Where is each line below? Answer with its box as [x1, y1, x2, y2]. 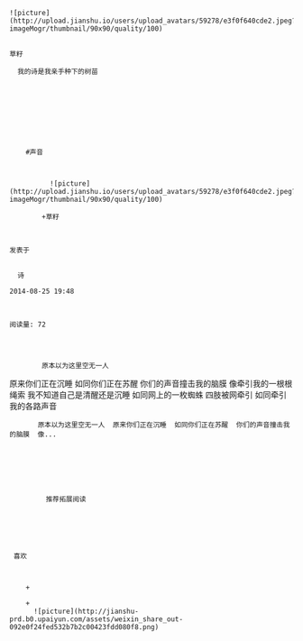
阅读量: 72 [9, 320, 47, 329]
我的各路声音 [9, 401, 57, 411]
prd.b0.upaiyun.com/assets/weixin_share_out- [9, 615, 183, 624]
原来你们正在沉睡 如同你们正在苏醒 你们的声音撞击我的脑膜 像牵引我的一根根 [9, 379, 293, 389]
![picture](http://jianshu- [32, 607, 140, 616]
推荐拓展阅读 [45, 495, 87, 504]
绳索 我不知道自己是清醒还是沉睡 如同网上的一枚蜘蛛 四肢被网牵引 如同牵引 [9, 389, 287, 400]
